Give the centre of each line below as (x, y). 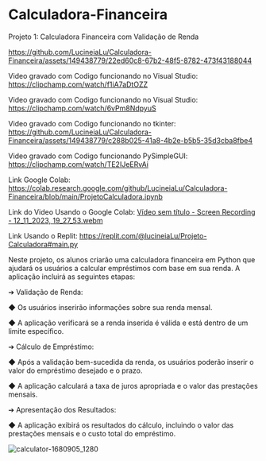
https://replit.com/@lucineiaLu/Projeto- (143, 235)
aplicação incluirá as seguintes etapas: (72, 277)
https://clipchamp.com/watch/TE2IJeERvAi (79, 164)
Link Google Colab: (39, 180)
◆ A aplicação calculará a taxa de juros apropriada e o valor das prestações (133, 385)
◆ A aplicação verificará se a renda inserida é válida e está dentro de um (128, 323)
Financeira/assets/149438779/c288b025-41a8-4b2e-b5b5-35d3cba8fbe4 (131, 140)
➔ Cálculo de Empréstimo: (51, 347)
